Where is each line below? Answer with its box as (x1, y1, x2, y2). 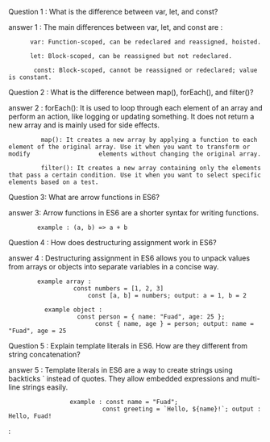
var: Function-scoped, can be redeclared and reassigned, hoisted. (29, 38, 262, 46)
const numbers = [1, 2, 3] (73, 285, 164, 293)
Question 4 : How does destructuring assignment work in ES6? (8, 238, 217, 247)
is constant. (8, 73, 52, 81)
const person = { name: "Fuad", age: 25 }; (77, 313, 226, 321)
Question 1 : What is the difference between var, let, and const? (8, 7, 218, 16)
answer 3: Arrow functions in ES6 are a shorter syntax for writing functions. (8, 208, 260, 217)
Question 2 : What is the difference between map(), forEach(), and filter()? (8, 88, 254, 97)
